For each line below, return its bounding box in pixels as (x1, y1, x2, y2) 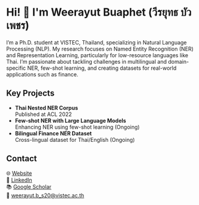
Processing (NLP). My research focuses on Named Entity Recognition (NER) (6, 45, 194, 52)
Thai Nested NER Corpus (14, 104, 79, 111)
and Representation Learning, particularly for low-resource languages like (6, 51, 189, 59)
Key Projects (6, 88, 55, 99)
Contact (6, 153, 37, 164)
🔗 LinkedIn (6, 176, 32, 183)
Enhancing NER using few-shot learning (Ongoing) (14, 123, 140, 130)
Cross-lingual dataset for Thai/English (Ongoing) (14, 136, 135, 143)
